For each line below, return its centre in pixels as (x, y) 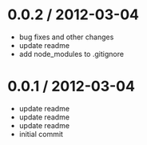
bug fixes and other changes (66, 37)
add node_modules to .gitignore (72, 54)
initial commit (41, 134)
